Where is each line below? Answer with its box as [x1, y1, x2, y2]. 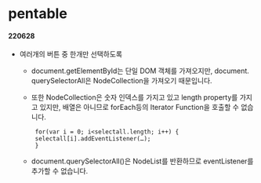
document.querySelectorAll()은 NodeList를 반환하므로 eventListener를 [31, 156, 254, 166]
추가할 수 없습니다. [31, 167, 89, 176]
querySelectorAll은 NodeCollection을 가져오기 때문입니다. [31, 76, 213, 86]
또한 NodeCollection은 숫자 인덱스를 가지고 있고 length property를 [31, 93, 238, 102]
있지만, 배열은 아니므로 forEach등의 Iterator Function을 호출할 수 [39, 103, 239, 112]
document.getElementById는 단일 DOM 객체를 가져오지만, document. [31, 66, 249, 75]
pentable [8, 5, 68, 23]
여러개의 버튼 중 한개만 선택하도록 [19, 49, 123, 59]
